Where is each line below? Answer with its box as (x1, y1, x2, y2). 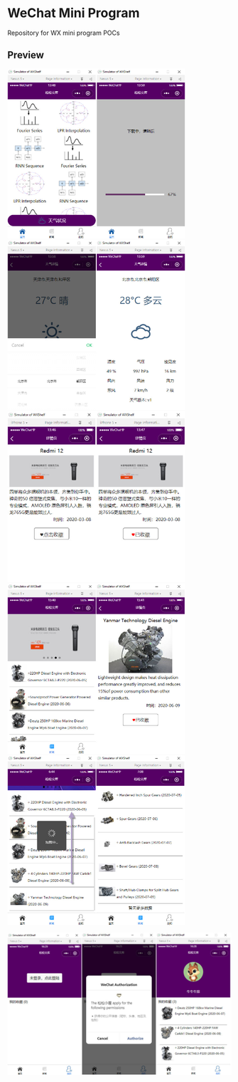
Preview (7, 49, 45, 61)
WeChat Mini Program (7, 5, 140, 21)
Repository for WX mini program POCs (7, 28, 120, 37)
